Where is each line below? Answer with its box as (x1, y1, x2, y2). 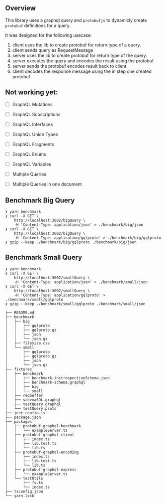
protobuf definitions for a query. (5, 22, 71, 28)
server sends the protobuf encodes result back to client (12, 63, 127, 69)
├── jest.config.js (5, 410, 46, 415)
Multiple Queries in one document (12, 181, 82, 187)
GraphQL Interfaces (12, 121, 53, 127)
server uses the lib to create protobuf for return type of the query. (12, 52, 148, 58)
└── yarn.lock (5, 493, 35, 498)
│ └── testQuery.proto (5, 406, 57, 411)
